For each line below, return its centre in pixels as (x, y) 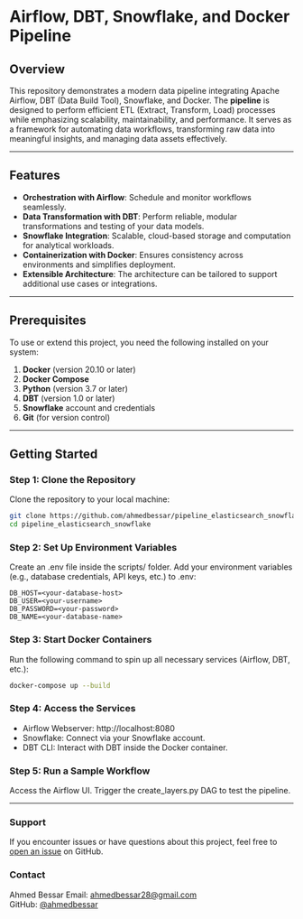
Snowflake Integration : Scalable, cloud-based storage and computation (156, 236)
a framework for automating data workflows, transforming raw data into (142, 129)
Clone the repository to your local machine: (90, 499)
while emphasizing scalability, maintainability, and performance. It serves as (151, 120)
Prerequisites (48, 321)
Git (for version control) (66, 417)
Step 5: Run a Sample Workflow (80, 771)
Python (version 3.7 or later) (75, 388)
